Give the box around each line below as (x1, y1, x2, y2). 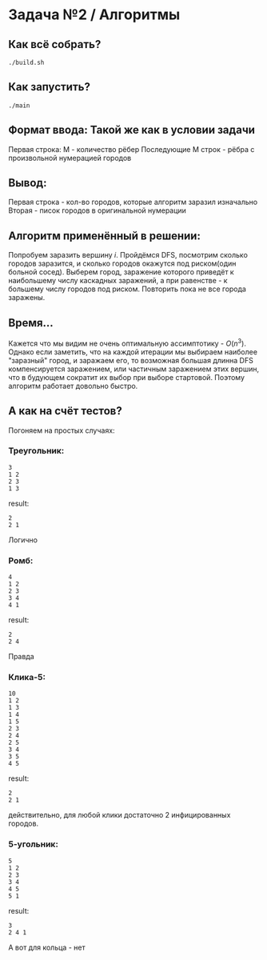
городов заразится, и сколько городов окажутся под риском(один (8, 258, 237, 269)
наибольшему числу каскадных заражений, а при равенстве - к (8, 276, 228, 286)
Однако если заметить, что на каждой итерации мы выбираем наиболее (8, 346, 258, 357)
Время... (8, 316, 54, 330)
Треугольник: (8, 446, 65, 457)
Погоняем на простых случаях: (8, 426, 115, 435)
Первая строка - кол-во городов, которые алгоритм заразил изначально (8, 198, 258, 207)
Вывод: (8, 176, 47, 190)
